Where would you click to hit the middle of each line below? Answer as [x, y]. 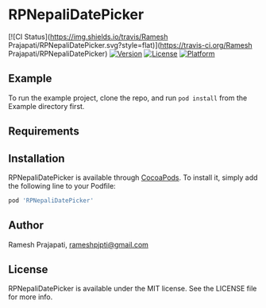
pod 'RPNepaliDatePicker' [51, 201]
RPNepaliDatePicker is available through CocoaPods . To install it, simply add [133, 177]
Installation [37, 158]
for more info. [31, 297]
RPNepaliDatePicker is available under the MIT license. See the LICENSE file [133, 289]
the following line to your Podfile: [62, 185]
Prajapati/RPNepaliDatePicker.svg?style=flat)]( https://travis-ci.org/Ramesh [130, 45]
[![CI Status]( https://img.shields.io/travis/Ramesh [88, 37]
